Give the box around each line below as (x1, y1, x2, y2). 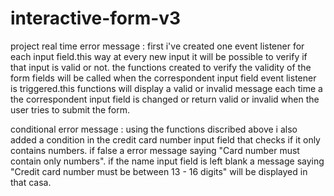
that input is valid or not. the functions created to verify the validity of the (10, 61, 312, 73)
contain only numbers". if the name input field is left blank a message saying (10, 155, 325, 167)
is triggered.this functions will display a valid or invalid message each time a (10, 82, 323, 94)
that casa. (10, 176, 52, 188)
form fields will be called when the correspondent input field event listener (10, 72, 317, 84)
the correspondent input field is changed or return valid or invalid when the (10, 93, 320, 105)
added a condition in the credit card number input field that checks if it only (10, 133, 321, 146)
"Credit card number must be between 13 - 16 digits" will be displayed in (10, 165, 308, 177)
